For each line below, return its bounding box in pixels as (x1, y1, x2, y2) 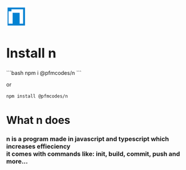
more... (6, 157, 28, 165)
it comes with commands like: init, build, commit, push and (6, 150, 181, 158)
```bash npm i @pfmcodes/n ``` (6, 69, 82, 76)
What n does (6, 113, 71, 127)
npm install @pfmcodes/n (6, 93, 68, 99)
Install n (6, 45, 57, 61)
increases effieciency (6, 142, 71, 150)
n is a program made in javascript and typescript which (6, 135, 169, 143)
